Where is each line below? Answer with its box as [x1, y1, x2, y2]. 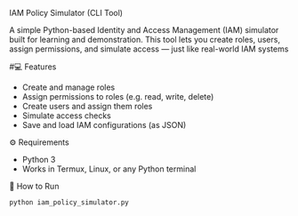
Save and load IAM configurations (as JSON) [21, 120, 187, 130]
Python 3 [21, 155, 56, 164]
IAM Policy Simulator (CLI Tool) [9, 8, 123, 18]
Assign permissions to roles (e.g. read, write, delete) [21, 92, 214, 101]
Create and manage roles [21, 82, 116, 92]
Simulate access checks [21, 110, 111, 121]
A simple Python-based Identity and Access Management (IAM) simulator [9, 25, 279, 35]
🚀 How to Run [9, 181, 60, 191]
